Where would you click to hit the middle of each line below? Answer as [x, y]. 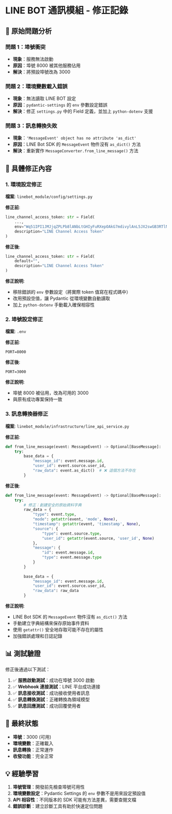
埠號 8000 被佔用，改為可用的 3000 [50, 393]
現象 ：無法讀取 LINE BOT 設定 [44, 98]
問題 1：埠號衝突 [26, 47]
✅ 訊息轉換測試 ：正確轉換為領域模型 [51, 699]
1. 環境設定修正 [24, 184]
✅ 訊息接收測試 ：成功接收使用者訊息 [51, 693]
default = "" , [27, 261]
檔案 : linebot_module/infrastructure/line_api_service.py [67, 426]
